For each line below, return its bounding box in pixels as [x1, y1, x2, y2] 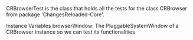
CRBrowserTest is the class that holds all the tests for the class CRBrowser [6, 5, 188, 12]
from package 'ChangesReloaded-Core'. [6, 11, 104, 18]
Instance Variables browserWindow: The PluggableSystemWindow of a [6, 23, 179, 29]
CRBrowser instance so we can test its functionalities [6, 28, 136, 35]
